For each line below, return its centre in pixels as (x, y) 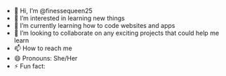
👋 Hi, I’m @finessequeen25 (53, 11)
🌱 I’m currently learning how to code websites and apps (94, 25)
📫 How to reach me (43, 48)
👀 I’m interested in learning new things (69, 18)
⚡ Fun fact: (29, 66)
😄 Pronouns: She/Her (46, 58)
